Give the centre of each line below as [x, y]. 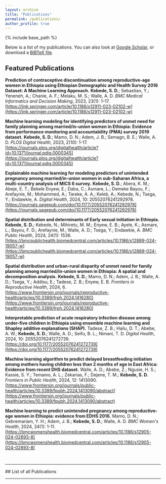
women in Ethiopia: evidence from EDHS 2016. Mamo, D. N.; [76, 416]
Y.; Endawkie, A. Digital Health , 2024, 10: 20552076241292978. [70, 199]
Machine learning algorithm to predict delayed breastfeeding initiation [79, 359]
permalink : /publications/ [33, 19]
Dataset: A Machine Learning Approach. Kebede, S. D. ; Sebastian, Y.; [77, 91]
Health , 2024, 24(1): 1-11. [30, 426]
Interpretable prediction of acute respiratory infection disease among [78, 318]
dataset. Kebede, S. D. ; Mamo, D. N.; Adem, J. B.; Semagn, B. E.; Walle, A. [81, 137]
